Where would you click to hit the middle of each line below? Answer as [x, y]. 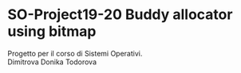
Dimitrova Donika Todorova [52, 62]
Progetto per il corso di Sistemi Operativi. [75, 53]
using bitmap [52, 31]
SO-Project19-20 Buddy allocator [120, 15]
